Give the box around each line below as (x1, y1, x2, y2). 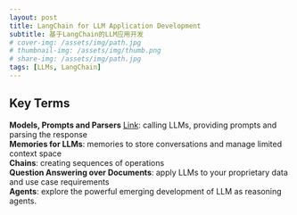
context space (9, 148, 62, 159)
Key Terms (9, 95, 70, 112)
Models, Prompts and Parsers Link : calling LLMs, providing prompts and (9, 120, 277, 130)
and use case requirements (9, 176, 110, 187)
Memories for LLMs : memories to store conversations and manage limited (9, 138, 283, 149)
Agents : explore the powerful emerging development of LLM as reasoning (9, 186, 282, 196)
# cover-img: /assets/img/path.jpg (9, 37, 142, 47)
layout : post (9, 12, 58, 22)
